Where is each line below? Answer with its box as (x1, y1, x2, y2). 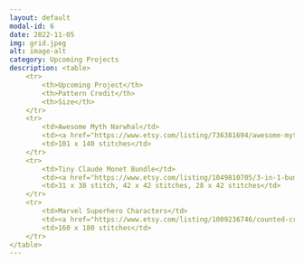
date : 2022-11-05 (9, 30, 75, 39)
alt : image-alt (9, 47, 67, 56)
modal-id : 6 (9, 22, 54, 31)
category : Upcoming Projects (9, 55, 119, 64)
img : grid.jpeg (9, 38, 67, 48)
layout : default (9, 13, 71, 23)
